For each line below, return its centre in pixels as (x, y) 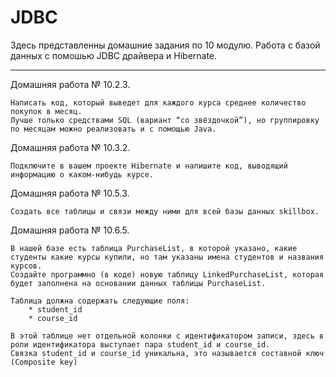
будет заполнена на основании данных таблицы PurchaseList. (138, 283)
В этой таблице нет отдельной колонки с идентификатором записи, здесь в (167, 336)
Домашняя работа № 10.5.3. (70, 193)
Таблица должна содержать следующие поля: (100, 301)
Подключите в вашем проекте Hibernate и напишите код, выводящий (149, 166)
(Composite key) (44, 362)
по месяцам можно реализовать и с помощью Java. (113, 129)
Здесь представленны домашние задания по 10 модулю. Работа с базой (165, 45)
